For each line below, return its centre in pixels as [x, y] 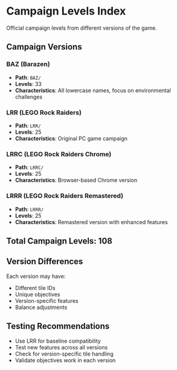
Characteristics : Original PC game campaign [71, 138]
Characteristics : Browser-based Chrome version [76, 180]
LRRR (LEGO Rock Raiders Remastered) [65, 196]
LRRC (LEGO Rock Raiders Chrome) [59, 154]
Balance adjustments [41, 307]
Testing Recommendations [58, 326]
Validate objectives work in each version [65, 360]
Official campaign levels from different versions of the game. [82, 28]
